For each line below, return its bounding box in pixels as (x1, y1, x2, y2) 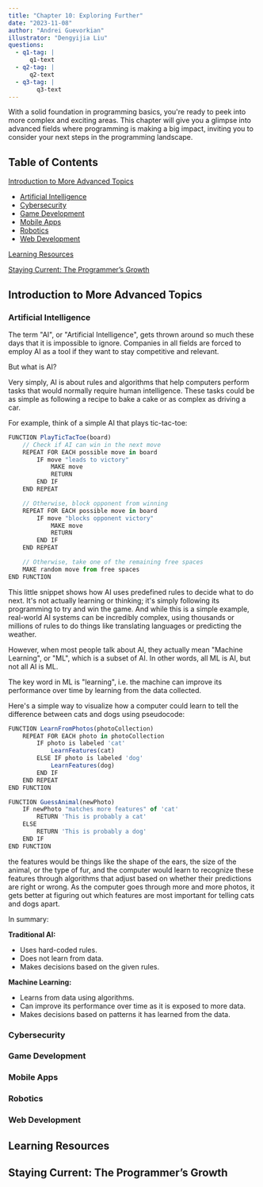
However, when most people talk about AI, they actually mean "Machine (8, 645, 243, 654)
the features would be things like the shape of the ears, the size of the (8, 857, 237, 866)
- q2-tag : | (15, 64, 55, 71)
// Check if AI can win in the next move (22, 441, 161, 449)
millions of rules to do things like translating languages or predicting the (8, 621, 242, 630)
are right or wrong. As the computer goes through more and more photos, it (8, 882, 255, 892)
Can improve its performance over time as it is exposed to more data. (19, 1001, 246, 1011)
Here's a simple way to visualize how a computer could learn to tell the (8, 700, 239, 711)
